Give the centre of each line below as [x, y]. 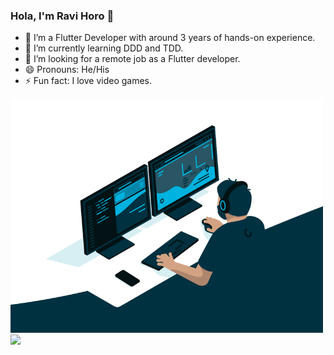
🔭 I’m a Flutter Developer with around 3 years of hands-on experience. [170, 38]
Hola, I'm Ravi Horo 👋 [62, 16]
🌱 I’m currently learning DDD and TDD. [104, 48]
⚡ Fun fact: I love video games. [88, 81]
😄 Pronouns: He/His [67, 70]
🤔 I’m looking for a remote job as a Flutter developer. [132, 59]
